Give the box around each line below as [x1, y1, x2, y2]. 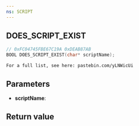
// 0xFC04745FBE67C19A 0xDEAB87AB [6, 46, 92, 52]
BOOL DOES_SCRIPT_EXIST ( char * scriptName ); [6, 52, 115, 58]
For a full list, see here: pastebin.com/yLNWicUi [6, 63, 134, 69]
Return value [6, 112, 54, 122]
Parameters [6, 78, 50, 89]
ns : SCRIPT [6, 8, 33, 15]
